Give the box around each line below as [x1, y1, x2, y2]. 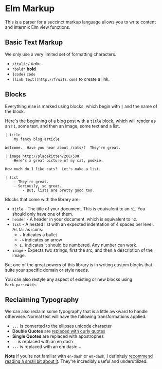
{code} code [12, 72, 36, 77]
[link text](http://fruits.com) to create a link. [12, 76, 110, 82]
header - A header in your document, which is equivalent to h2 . [12, 216, 138, 222]
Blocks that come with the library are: [5, 196, 80, 202]
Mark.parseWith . [5, 281, 37, 287]
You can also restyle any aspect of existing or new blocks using [5, 276, 133, 282]
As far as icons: [12, 226, 44, 232]
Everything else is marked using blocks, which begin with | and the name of [5, 103, 158, 109]
